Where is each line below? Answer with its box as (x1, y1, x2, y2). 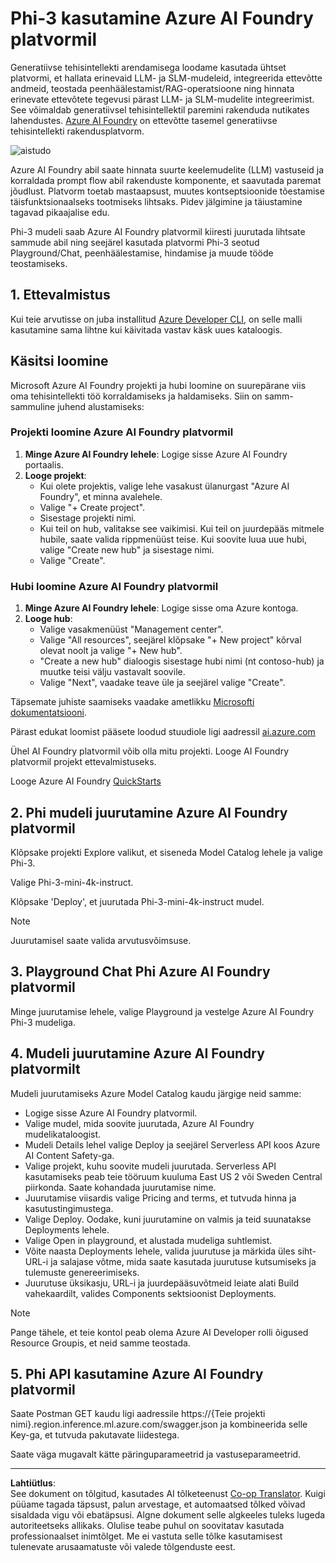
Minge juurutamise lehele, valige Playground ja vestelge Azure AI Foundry (10, 1005, 315, 1017)
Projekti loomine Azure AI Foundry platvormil (10, 425, 234, 439)
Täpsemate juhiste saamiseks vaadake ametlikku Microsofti (10, 696, 255, 708)
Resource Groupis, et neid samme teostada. (10, 1337, 191, 1349)
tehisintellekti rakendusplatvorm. (10, 125, 145, 137)
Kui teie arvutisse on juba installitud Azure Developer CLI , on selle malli (10, 313, 303, 325)
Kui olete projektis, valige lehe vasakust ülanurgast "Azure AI (39, 480, 290, 492)
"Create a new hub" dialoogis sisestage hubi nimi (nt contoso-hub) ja (39, 655, 325, 667)
